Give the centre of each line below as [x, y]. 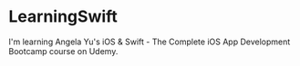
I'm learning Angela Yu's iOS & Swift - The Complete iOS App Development [150, 42]
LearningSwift [63, 17]
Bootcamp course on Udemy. [63, 51]
